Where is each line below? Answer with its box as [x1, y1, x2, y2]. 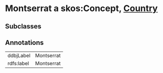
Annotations [5, 38, 44, 46]
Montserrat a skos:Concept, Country [5, 3, 158, 14]
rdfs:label [7, 60, 29, 67]
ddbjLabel [7, 52, 31, 59]
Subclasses [5, 22, 42, 30]
